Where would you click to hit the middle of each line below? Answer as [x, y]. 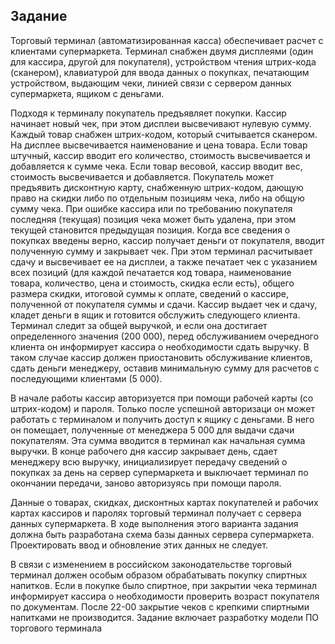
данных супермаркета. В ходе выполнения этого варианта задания [154, 523]
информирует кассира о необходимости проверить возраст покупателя [165, 596]
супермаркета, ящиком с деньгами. [87, 93]
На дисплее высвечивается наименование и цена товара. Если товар [159, 145]
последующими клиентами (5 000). [86, 378]
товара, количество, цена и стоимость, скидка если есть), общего [152, 283]
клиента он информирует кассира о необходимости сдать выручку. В [160, 346]
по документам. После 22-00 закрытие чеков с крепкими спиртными [160, 606]
